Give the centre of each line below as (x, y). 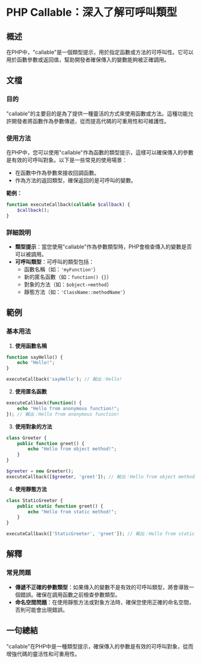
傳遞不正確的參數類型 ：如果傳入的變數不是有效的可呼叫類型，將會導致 (102, 587)
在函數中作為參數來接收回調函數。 (57, 173)
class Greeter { (26, 438)
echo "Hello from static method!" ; (72, 512)
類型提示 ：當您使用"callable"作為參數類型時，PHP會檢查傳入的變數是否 (103, 246)
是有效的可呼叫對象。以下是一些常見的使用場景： (67, 160)
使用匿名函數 (31, 392)
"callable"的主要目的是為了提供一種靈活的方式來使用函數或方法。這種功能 (97, 113)
